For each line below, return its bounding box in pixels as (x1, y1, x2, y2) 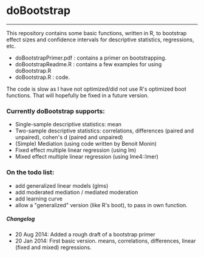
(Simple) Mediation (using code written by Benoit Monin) (15, 140, 157, 148)
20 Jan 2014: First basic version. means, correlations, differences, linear (15, 237, 196, 244)
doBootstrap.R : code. (15, 74, 70, 81)
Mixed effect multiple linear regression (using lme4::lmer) (15, 153, 159, 160)
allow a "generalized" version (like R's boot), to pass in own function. (15, 201, 188, 208)
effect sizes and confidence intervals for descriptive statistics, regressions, (6, 36, 194, 43)
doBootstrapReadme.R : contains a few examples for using (15, 60, 162, 67)
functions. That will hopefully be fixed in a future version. (6, 92, 149, 99)
